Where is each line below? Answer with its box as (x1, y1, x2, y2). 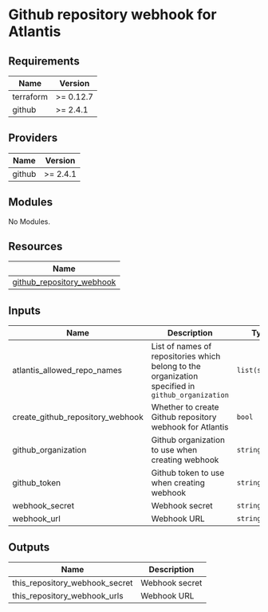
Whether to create (151, 402, 219, 413)
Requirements (8, 54, 80, 68)
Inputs (8, 304, 41, 317)
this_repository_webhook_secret (12, 578, 133, 589)
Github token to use (151, 468, 225, 479)
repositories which (151, 351, 221, 362)
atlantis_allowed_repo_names (12, 365, 122, 376)
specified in (151, 381, 195, 392)
